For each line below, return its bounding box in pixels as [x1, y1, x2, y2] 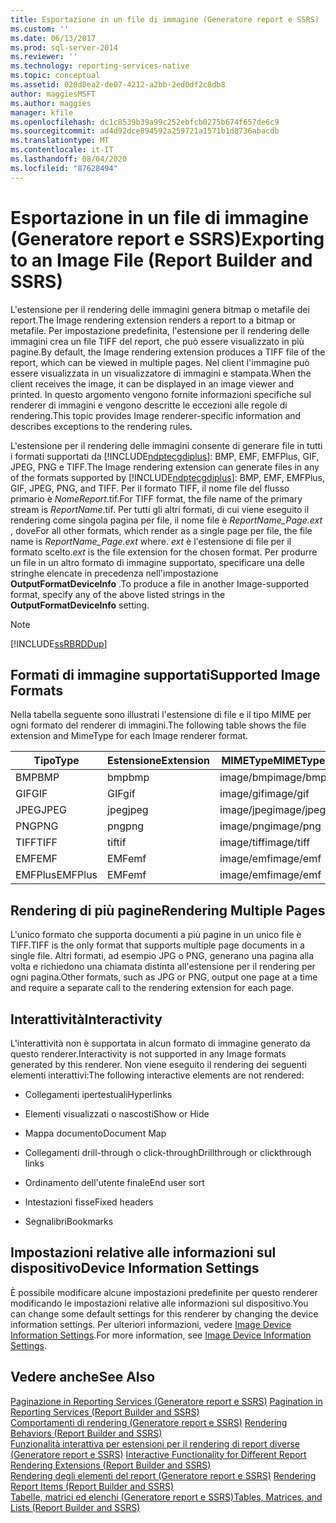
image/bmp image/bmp [219, 771, 327, 785]
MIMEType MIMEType [221, 754, 326, 768]
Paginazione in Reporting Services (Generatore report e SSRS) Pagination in [10, 1395, 323, 1407]
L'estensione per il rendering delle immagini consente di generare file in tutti [10, 439, 323, 451]
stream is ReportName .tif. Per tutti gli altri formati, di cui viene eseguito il [10, 503, 310, 515]
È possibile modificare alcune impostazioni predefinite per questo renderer [10, 1286, 318, 1298]
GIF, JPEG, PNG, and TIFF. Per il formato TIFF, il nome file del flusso [10, 482, 290, 494]
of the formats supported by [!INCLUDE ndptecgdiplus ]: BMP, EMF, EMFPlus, [10, 471, 326, 483]
